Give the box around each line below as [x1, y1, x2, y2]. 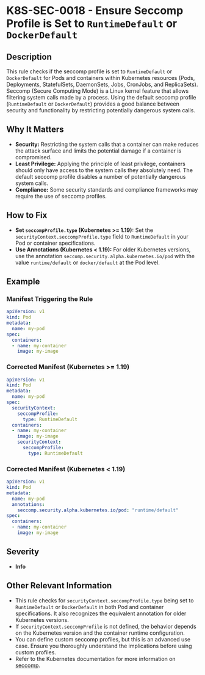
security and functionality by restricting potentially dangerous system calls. [6, 107, 195, 114]
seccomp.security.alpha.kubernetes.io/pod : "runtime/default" [17, 507, 179, 513]
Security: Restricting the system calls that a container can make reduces [15, 140, 199, 148]
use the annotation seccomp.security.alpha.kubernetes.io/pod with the [15, 252, 195, 259]
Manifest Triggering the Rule [6, 294, 93, 303]
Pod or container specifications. [15, 239, 96, 247]
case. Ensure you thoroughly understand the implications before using [15, 642, 192, 649]
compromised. [15, 153, 52, 161]
